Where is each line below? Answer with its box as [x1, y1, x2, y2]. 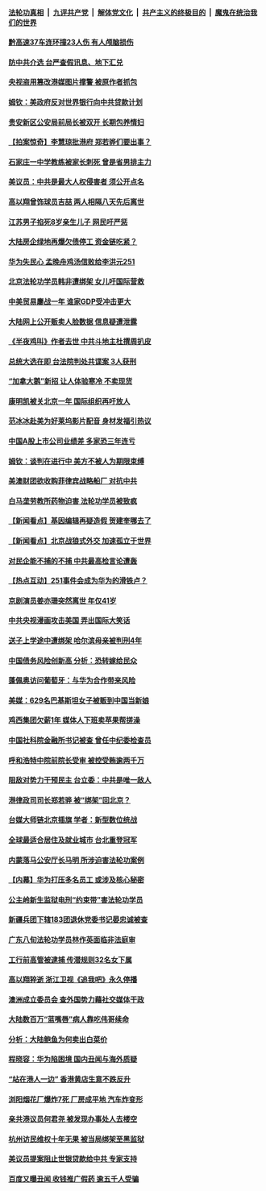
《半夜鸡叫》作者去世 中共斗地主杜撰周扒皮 [8, 337, 152, 347]
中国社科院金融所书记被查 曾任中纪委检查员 [8, 735, 152, 745]
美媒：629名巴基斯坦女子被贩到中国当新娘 [8, 695, 150, 705]
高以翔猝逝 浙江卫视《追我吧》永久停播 [8, 975, 138, 985]
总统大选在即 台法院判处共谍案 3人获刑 [8, 356, 137, 366]
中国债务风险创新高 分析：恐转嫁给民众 [8, 655, 138, 665]
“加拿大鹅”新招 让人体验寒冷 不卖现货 [8, 376, 133, 386]
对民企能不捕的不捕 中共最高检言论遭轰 [8, 556, 138, 566]
